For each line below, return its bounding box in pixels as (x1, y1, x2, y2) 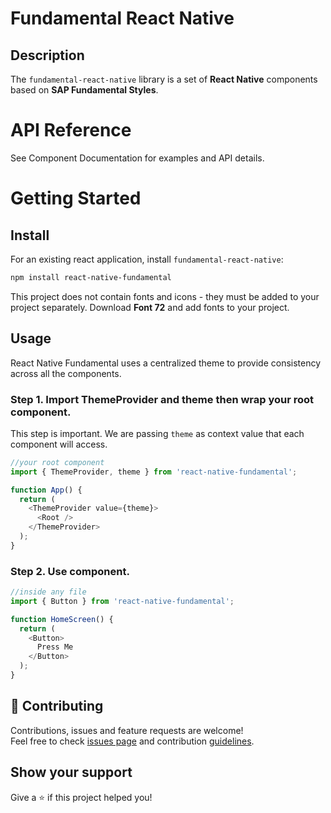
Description (10, 47, 85, 64)
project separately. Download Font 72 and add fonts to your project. (10, 301, 290, 313)
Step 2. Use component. (10, 564, 130, 578)
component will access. (10, 438, 108, 450)
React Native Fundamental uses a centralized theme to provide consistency (10, 357, 322, 369)
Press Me (36, 642, 74, 652)
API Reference (10, 119, 132, 142)
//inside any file (10, 587, 87, 597)
